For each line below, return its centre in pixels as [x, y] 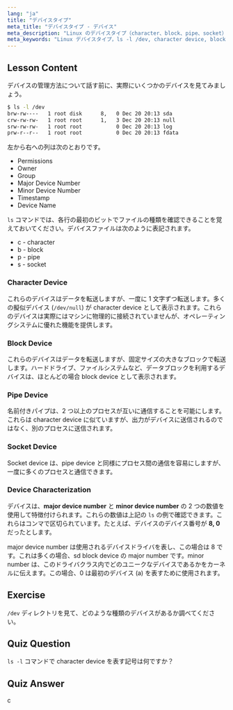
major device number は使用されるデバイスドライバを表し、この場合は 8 [111, 547]
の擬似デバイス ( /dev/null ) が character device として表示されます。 [105, 307]
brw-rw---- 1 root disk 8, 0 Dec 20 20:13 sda [90, 113]
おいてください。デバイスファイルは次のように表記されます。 [106, 228]
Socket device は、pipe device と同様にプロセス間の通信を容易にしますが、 [116, 462]
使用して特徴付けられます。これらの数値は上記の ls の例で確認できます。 [112, 515]
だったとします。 [31, 532]
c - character [36, 242]
